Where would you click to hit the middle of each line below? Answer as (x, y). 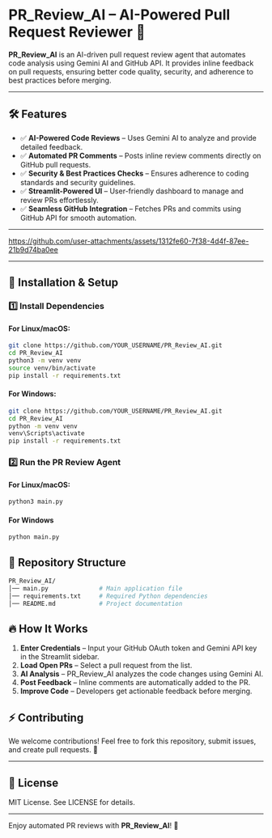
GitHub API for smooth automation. (79, 218)
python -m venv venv (43, 426)
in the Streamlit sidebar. (59, 657)
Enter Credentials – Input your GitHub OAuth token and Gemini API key (138, 648)
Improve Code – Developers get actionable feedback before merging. (136, 691)
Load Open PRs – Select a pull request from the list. (106, 666)
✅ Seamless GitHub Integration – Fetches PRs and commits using (130, 209)
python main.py (34, 537)
